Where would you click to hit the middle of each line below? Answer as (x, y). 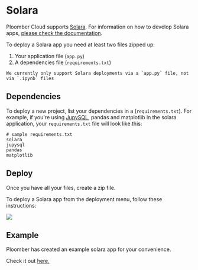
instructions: (21, 205)
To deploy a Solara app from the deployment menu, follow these (84, 199)
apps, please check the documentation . (54, 33)
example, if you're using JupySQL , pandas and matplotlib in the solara (91, 117)
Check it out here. (28, 261)
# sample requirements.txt (39, 134)
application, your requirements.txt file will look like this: (74, 123)
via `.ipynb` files (30, 78)
